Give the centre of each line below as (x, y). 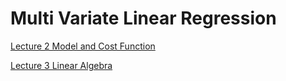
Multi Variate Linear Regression (143, 18)
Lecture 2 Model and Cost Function (83, 46)
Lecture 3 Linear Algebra (61, 65)
